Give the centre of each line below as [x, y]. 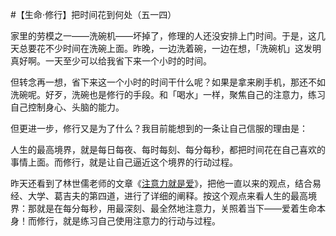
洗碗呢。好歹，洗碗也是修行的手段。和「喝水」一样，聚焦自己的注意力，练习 [168, 94]
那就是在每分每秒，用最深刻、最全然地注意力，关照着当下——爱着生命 [172, 208]
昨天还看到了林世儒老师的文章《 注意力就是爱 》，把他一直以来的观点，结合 [161, 183]
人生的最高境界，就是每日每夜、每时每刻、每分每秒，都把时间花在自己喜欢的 [168, 149]
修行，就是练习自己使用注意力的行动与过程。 [128, 221]
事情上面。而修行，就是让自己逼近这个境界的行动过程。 [124, 162]
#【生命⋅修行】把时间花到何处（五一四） [93, 14]
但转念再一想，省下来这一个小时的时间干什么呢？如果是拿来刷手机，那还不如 [168, 82]
